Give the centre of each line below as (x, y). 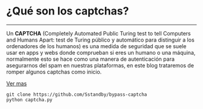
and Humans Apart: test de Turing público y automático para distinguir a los (100, 40)
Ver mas (17, 83)
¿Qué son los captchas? (68, 11)
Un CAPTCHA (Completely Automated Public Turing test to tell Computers (99, 33)
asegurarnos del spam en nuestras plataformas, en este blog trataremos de (100, 65)
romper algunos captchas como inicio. (54, 72)
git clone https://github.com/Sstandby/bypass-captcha (77, 95)
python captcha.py (29, 100)
